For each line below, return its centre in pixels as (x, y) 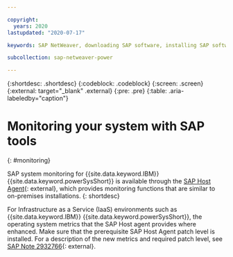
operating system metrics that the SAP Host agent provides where (102, 224)
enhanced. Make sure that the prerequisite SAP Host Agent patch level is (111, 232)
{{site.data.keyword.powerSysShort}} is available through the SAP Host (109, 181)
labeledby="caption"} (38, 99)
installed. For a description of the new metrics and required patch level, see (115, 239)
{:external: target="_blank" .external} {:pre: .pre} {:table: (87, 91)
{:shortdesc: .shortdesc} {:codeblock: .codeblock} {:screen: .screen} (105, 83)
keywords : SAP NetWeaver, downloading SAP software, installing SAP (108, 45)
